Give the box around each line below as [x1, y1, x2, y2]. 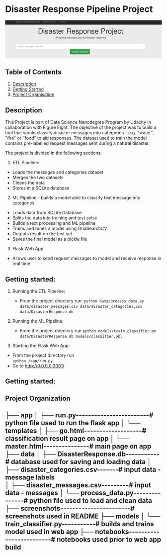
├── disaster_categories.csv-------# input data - [5, 465, 161, 474]
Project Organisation [12, 92, 55, 97]
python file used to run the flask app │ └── [5, 419, 141, 427]
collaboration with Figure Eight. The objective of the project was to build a [5, 124, 157, 130]
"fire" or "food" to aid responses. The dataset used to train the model [5, 135, 147, 141]
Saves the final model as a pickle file [12, 236, 87, 242]
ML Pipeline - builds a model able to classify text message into [12, 195, 141, 201]
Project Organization [5, 394, 71, 402]
